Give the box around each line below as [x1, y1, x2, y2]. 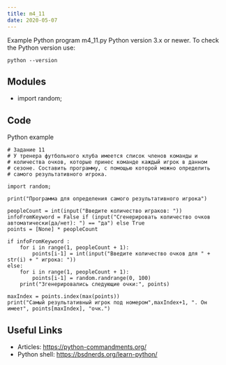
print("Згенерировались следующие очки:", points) [20, 281, 170, 288]
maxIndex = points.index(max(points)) [7, 293, 120, 300]
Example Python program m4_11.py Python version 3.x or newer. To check [7, 36, 220, 44]
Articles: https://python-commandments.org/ [17, 343, 146, 351]
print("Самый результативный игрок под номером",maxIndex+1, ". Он [7, 299, 208, 306]
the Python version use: [7, 43, 75, 52]
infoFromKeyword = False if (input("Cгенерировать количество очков [7, 214, 211, 221]
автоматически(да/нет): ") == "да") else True [7, 220, 145, 227]
